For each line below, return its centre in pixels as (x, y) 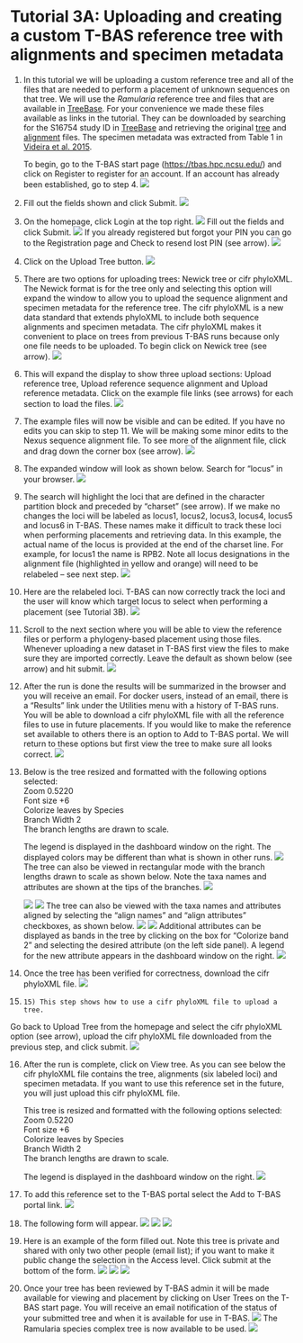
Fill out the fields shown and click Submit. (100, 203)
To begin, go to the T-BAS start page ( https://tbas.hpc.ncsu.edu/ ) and (152, 164)
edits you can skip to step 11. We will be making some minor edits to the (156, 430)
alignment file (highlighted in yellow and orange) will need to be (141, 563)
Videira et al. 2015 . (58, 147)
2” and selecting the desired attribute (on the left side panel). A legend (154, 945)
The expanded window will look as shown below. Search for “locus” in (153, 468)
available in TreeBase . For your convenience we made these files (143, 108)
